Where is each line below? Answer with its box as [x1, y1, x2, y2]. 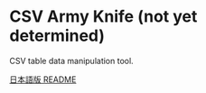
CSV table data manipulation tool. [9, 55, 134, 66]
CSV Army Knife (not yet [9, 6, 198, 27]
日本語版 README [9, 74, 77, 85]
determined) [9, 25, 106, 46]
